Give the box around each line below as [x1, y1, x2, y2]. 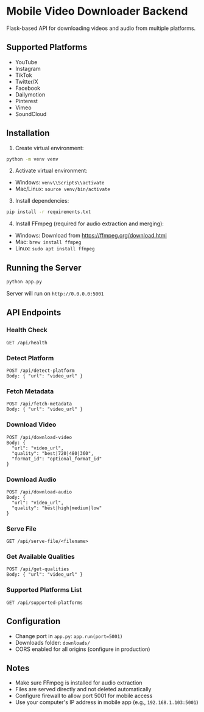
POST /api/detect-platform [6, 368, 75, 374]
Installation [6, 128, 50, 139]
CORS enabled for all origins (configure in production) [15, 645, 150, 653]
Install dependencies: [15, 197, 69, 205]
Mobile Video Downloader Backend [6, 4, 188, 18]
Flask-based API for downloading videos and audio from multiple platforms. [6, 24, 196, 32]
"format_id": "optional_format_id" [12, 456, 102, 462]
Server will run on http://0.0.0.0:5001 [6, 290, 104, 297]
